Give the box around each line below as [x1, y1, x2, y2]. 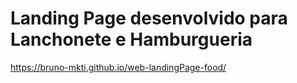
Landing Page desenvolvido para [10, 7, 288, 30]
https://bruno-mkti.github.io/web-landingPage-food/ [10, 61, 227, 73]
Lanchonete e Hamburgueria [10, 28, 253, 51]
